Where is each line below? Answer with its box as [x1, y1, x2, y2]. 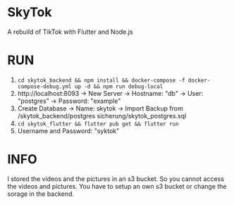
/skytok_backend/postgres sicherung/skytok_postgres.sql [17, 111, 187, 120]
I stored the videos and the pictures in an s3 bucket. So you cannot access [7, 174, 224, 183]
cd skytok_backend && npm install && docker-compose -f [17, 77, 185, 84]
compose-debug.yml [17, 82, 72, 90]
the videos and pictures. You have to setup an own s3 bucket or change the [7, 182, 227, 190]
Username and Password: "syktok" [17, 126, 120, 135]
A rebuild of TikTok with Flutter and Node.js [7, 27, 133, 36]
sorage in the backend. [7, 190, 75, 198]
